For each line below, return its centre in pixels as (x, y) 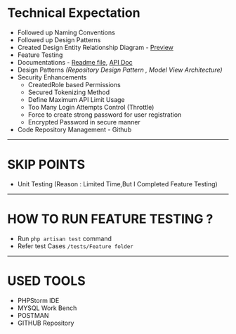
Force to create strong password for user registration (105, 115)
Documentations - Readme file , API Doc (75, 62)
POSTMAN (33, 315)
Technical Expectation (74, 13)
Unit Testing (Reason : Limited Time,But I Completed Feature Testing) (117, 184)
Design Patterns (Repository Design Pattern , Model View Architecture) (120, 70)
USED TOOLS (46, 281)
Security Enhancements (52, 77)
